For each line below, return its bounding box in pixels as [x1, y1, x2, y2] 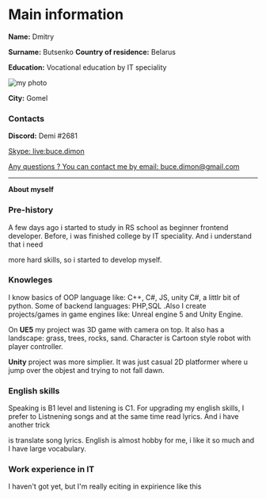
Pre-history [8, 205, 54, 216]
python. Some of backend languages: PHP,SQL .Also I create [8, 301, 207, 310]
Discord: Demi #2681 [8, 131, 78, 140]
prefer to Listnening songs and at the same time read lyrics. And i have [8, 412, 239, 421]
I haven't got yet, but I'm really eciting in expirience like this [8, 482, 202, 491]
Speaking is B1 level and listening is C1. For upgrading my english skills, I [8, 403, 245, 413]
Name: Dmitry [8, 32, 55, 41]
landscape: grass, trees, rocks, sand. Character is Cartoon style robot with [8, 333, 251, 343]
